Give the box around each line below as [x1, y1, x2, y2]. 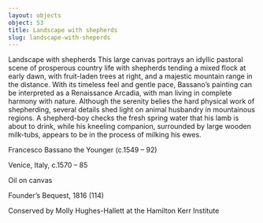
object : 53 [8, 19, 44, 27]
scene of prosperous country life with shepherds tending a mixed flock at [8, 64, 246, 73]
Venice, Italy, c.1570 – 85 [8, 160, 88, 170]
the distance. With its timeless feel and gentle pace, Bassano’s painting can [8, 80, 253, 90]
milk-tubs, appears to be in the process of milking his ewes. [8, 130, 202, 140]
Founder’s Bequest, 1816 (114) [8, 191, 105, 200]
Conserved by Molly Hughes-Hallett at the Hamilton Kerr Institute [8, 206, 220, 216]
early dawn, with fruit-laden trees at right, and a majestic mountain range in [8, 71, 254, 81]
